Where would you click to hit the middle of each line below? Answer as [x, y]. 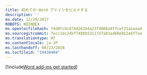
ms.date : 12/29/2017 [27, 19]
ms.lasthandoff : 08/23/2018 [35, 48]
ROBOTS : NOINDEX [22, 24]
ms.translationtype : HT [31, 39]
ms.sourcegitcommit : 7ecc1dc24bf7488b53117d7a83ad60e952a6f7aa [74, 33]
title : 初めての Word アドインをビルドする [47, 10]
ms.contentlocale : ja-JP [32, 43]
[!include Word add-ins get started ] [41, 67]
